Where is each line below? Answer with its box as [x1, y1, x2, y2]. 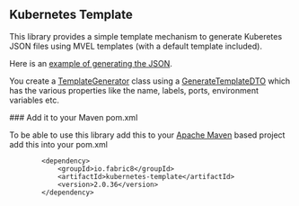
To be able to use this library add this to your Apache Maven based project [9, 130, 286, 140]
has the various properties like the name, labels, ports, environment [9, 85, 259, 95]
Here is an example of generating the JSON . [9, 58, 173, 68]
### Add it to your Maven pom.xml [9, 112, 138, 122]
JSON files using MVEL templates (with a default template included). [9, 40, 263, 51]
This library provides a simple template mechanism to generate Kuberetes [9, 31, 283, 41]
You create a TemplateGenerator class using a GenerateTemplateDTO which [9, 76, 291, 86]
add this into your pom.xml [9, 139, 108, 149]
